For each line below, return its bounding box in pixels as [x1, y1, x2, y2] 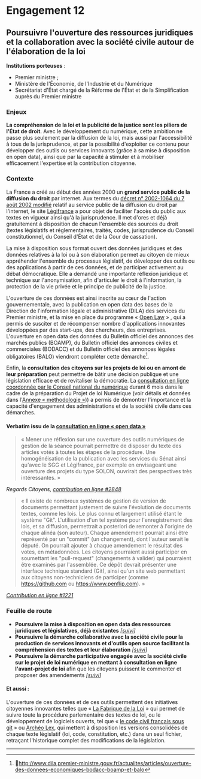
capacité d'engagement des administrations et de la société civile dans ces [6, 402, 191, 410]
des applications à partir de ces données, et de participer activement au [6, 263, 184, 270]
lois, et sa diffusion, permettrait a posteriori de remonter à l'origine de [20, 523, 193, 530]
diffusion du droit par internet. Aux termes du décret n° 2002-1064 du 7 [6, 194, 185, 201]
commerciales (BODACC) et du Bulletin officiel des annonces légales [6, 345, 175, 353]
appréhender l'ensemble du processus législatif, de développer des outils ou [6, 257, 195, 264]
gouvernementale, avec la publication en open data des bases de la [6, 300, 173, 308]
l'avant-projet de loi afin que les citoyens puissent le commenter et [14, 665, 181, 672]
